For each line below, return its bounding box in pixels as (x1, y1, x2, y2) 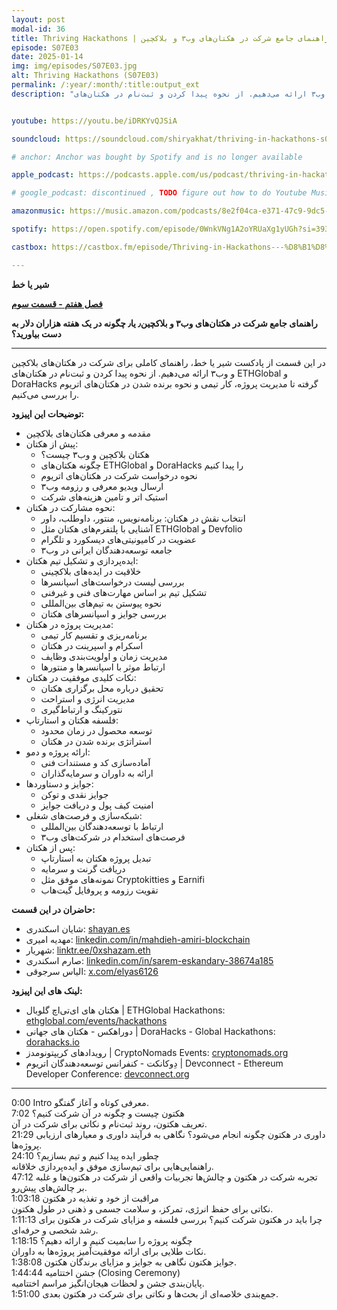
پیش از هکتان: (25, 437, 79, 450)
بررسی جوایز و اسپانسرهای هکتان (40, 607, 167, 620)
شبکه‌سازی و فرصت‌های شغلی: (25, 809, 143, 821)
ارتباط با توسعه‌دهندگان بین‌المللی (40, 820, 164, 832)
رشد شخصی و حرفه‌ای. (11, 1224, 99, 1236)
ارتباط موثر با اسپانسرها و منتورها (40, 661, 166, 673)
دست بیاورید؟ (11, 327, 62, 340)
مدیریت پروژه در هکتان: (25, 618, 114, 630)
